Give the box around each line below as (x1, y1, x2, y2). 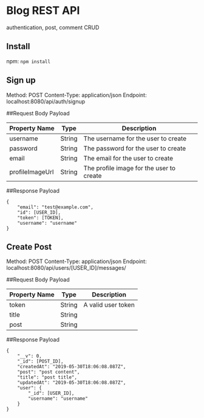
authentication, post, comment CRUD (6, 24, 100, 31)
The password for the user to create (83, 144, 186, 152)
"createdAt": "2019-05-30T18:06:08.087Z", (17, 364, 126, 370)
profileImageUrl (9, 168, 54, 176)
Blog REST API (6, 4, 80, 18)
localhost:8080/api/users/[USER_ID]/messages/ (6, 264, 126, 272)
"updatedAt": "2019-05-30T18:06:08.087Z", (17, 380, 126, 386)
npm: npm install (6, 57, 50, 64)
